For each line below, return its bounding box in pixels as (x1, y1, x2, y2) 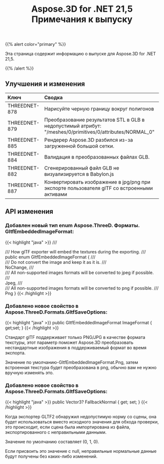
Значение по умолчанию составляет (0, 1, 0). (5, 439, 99, 445)
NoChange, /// (5, 264, 34, 270)
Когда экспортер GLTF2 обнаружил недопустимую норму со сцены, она (5, 414, 157, 420)
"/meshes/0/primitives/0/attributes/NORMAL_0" (44, 128, 155, 135)
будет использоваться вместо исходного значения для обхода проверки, (5, 419, 159, 425)
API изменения (5, 208, 54, 216)
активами (44, 191, 67, 197)
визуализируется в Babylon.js (44, 171, 114, 177)
